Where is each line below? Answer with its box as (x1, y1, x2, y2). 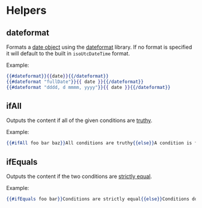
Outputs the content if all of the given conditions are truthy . (6, 117, 153, 124)
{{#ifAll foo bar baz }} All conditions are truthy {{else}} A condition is (6, 140, 192, 146)
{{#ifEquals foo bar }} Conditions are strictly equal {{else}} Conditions (6, 196, 189, 202)
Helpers (6, 4, 47, 17)
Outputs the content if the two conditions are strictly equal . (6, 173, 152, 180)
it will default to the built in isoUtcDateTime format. (6, 50, 130, 57)
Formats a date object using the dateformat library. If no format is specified (6, 43, 192, 50)
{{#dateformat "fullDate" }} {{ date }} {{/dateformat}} (6, 79, 144, 85)
